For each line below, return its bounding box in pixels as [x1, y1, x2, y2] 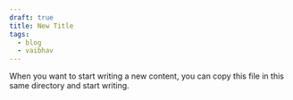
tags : [9, 29, 29, 38]
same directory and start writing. [9, 80, 130, 91]
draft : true [9, 12, 54, 22]
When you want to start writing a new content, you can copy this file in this [9, 71, 284, 81]
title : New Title [9, 21, 74, 30]
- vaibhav [17, 46, 54, 55]
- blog [17, 37, 42, 47]
